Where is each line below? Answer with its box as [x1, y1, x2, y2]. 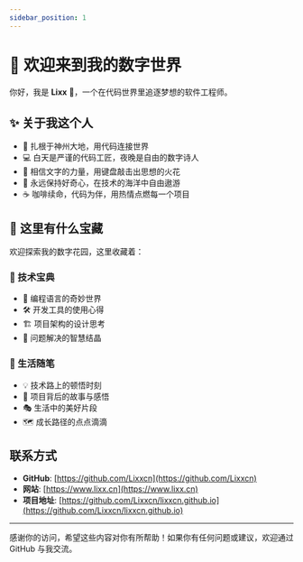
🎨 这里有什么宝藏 [9, 220, 104, 235]
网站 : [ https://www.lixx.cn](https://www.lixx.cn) [22, 484, 198, 494]
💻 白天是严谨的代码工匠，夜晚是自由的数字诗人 [22, 152, 200, 163]
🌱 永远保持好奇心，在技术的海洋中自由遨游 [22, 178, 180, 189]
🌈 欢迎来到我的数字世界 [9, 55, 182, 75]
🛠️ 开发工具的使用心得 [22, 304, 105, 316]
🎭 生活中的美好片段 [22, 402, 97, 413]
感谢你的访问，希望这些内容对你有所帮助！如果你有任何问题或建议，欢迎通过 [9, 531, 294, 542]
